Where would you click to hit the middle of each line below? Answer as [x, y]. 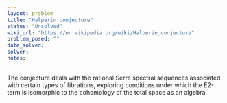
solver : [18, 52]
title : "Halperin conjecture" [50, 20]
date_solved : [26, 45]
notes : [16, 58]
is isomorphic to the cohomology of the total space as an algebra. [115, 92]
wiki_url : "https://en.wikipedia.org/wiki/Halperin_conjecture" [101, 33]
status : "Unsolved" [35, 26]
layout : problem [30, 13]
